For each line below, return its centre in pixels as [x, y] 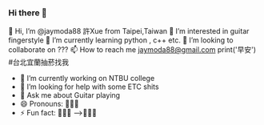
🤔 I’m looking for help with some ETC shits [89, 87]
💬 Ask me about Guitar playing [70, 95]
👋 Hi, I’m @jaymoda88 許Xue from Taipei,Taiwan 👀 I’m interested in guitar [129, 31]
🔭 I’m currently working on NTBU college [87, 79]
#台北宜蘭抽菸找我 [39, 62]
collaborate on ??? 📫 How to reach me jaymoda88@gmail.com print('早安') [132, 50]
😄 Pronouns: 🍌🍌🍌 [49, 104]
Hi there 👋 [28, 13]
